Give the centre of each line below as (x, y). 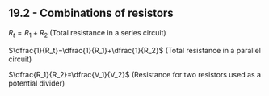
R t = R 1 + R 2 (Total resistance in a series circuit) (88, 33)
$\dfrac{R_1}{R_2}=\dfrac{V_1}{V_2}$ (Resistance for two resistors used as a (134, 74)
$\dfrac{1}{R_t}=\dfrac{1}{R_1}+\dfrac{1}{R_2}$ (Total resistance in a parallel (134, 50)
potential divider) (37, 83)
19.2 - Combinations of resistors (91, 13)
